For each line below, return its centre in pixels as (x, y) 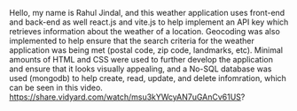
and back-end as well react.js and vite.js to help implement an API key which (149, 22)
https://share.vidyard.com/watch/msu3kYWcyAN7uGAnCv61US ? (127, 97)
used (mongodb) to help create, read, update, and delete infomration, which (148, 78)
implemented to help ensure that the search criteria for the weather (132, 41)
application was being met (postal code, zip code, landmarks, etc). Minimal (146, 50)
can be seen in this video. (56, 88)
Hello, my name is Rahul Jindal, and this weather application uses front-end (147, 13)
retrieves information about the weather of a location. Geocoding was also (145, 31)
